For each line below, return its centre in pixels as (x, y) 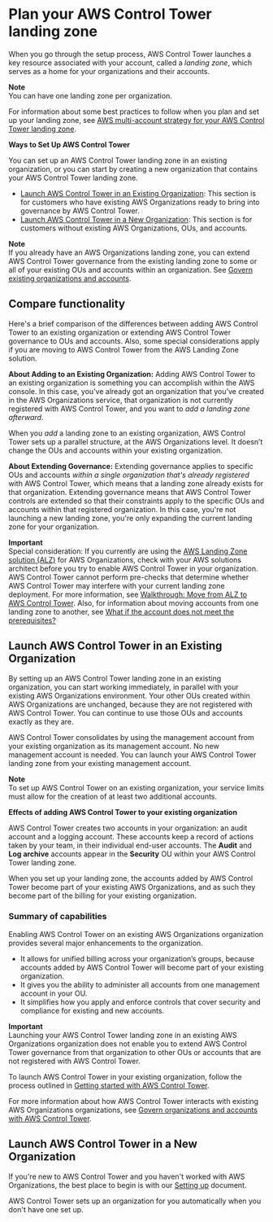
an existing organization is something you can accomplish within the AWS (132, 383)
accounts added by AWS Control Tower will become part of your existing (142, 967)
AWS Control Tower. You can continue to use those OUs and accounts (126, 712)
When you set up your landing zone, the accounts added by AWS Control (131, 878)
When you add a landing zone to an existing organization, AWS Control (127, 433)
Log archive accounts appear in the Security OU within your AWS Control (132, 854)
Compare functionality (67, 304)
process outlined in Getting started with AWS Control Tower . (109, 1085)
